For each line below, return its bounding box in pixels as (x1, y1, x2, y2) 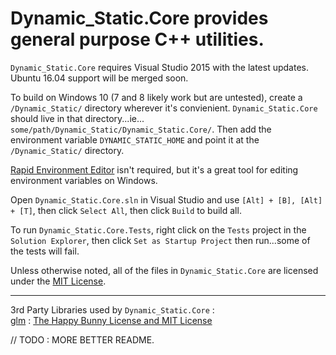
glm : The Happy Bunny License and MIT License (10, 314, 213, 326)
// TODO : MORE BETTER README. (10, 333, 155, 346)
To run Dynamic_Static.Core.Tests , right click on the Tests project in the (10, 223, 307, 236)
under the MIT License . (10, 275, 107, 287)
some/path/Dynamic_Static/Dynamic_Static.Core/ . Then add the (10, 123, 272, 135)
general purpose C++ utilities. (10, 28, 265, 51)
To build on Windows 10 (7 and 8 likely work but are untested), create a (10, 91, 303, 103)
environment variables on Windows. (10, 174, 158, 186)
